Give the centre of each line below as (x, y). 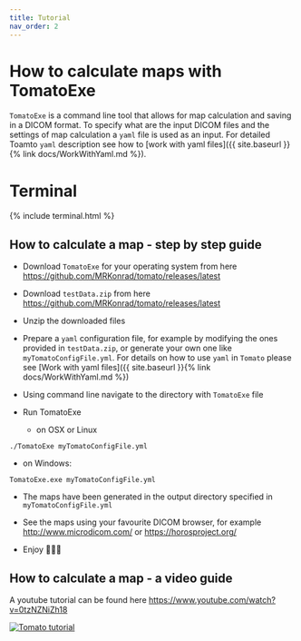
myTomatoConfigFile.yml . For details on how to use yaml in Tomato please (157, 358)
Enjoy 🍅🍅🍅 (42, 549)
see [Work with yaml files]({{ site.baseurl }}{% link (117, 368)
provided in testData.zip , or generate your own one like (127, 348)
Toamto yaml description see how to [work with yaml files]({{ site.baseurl (146, 144)
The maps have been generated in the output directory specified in (148, 497)
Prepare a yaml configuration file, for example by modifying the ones (150, 339)
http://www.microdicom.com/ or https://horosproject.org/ (130, 532)
